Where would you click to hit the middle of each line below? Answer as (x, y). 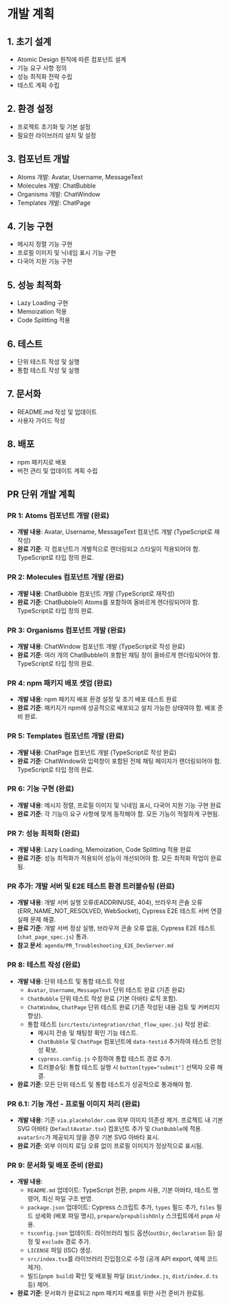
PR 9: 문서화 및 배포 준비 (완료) (55, 1165)
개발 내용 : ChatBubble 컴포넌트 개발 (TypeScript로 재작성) (96, 593)
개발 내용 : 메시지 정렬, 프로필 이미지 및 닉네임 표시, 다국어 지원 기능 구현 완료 (119, 805)
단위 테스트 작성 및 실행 (48, 362)
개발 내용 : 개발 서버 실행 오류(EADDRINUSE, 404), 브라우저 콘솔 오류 (110, 902)
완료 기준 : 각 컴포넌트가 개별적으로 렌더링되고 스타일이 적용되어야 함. (108, 549)
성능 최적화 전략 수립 (45, 77)
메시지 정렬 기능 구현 (45, 244)
